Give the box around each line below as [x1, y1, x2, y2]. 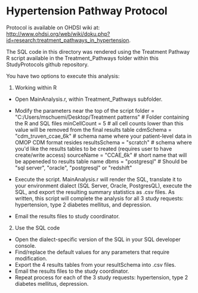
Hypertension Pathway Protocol [6, 4, 168, 18]
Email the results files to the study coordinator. [14, 267, 129, 275]
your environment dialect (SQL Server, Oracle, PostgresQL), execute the [14, 182, 192, 189]
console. [14, 242, 36, 249]
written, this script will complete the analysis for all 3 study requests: [14, 195, 184, 202]
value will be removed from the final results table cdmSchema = [14, 126, 172, 133]
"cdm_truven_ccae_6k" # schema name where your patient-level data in [14, 132, 192, 140]
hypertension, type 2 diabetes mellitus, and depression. [14, 201, 152, 208]
